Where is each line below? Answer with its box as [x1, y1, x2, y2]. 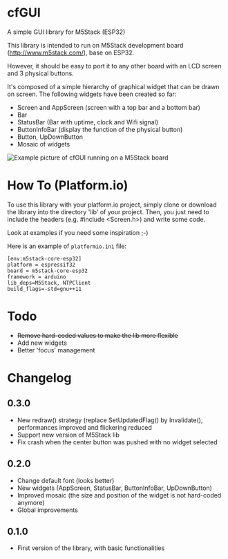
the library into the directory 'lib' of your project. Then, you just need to [7, 207, 209, 216]
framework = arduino [7, 273, 67, 281]
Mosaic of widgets [17, 140, 70, 148]
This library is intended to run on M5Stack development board [7, 41, 184, 49]
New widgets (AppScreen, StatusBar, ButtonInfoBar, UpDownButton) [17, 484, 213, 492]
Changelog [7, 370, 72, 386]
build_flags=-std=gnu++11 [7, 285, 82, 292]
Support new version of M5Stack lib [17, 430, 120, 439]
